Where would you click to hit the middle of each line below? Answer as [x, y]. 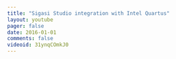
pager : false [26, 26]
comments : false [30, 39]
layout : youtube [30, 20]
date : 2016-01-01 [32, 32]
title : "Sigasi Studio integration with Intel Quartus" [88, 13]
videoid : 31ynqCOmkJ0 [38, 45]
